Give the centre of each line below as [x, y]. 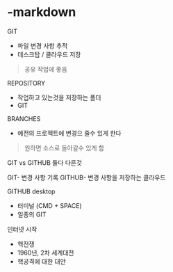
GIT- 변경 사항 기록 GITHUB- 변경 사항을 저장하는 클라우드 [86, 177]
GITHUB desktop [31, 191]
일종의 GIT [32, 214]
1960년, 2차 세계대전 [46, 253]
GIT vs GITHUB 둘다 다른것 [44, 162]
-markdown [42, 12]
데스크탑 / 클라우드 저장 [49, 54]
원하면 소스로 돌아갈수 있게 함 [64, 147]
